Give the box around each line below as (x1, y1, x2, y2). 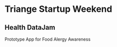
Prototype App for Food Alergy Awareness (4, 36, 91, 42)
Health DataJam (4, 23, 55, 32)
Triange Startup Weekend (4, 3, 113, 15)
